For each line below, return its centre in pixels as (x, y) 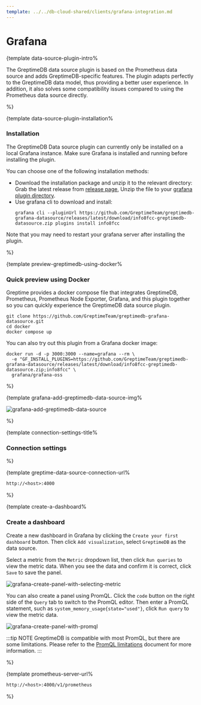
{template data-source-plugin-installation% (60, 118)
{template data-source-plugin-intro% (52, 58)
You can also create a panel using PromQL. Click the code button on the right (100, 595)
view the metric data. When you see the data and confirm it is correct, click (99, 566)
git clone (19, 316)
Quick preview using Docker (48, 279)
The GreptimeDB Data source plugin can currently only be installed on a (95, 147)
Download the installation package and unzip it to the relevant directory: (103, 183)
